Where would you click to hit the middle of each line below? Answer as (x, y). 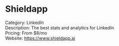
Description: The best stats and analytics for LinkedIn (59, 27)
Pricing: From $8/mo (26, 33)
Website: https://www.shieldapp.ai (40, 38)
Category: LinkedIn (25, 23)
